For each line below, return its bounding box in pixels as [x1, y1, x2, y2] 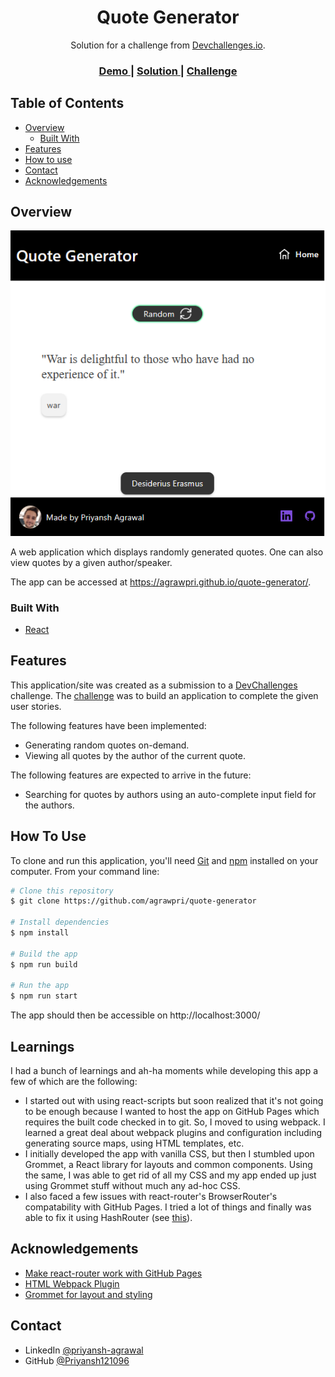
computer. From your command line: [10, 865, 160, 877]
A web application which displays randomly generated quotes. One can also [10, 546, 324, 558]
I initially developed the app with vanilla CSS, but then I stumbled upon [24, 1147, 315, 1160]
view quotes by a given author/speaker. [10, 556, 173, 568]
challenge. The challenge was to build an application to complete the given [10, 689, 319, 701]
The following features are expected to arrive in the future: [10, 769, 252, 781]
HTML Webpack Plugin [24, 1277, 120, 1290]
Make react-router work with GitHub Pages [24, 1267, 203, 1279]
